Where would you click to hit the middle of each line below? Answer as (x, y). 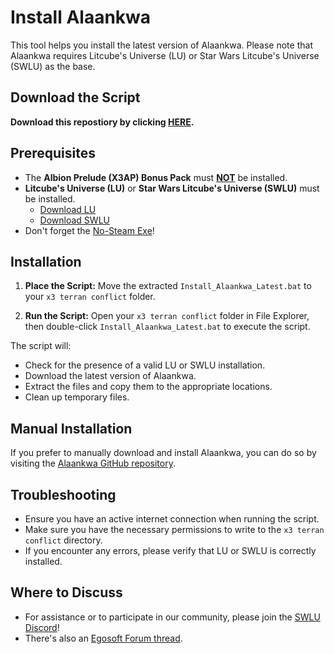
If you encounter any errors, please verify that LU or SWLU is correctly (170, 550)
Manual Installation (71, 428)
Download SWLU (74, 220)
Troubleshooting (63, 494)
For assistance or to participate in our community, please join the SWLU (172, 617)
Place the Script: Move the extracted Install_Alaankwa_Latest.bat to (168, 286)
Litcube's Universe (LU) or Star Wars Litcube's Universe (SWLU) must (172, 188)
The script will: (41, 346)
